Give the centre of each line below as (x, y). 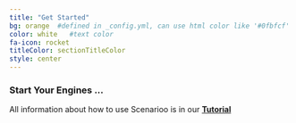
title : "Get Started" (50, 17)
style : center (36, 59)
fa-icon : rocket (39, 42)
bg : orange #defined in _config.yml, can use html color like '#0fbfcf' (150, 26)
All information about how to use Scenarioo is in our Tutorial (120, 110)
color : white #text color (62, 34)
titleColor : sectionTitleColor (68, 51)
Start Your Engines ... (57, 90)
